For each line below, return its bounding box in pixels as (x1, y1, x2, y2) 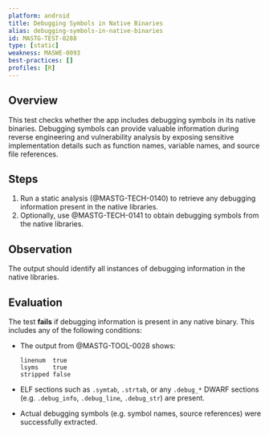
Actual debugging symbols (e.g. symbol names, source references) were (19, 409, 262, 418)
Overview (8, 94, 59, 108)
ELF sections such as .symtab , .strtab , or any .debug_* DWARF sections (19, 384, 259, 394)
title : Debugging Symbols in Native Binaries (8, 19, 163, 27)
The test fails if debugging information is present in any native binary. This (8, 317, 255, 326)
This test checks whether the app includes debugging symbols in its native (8, 115, 256, 124)
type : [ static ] (8, 42, 59, 50)
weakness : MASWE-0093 (8, 49, 81, 57)
